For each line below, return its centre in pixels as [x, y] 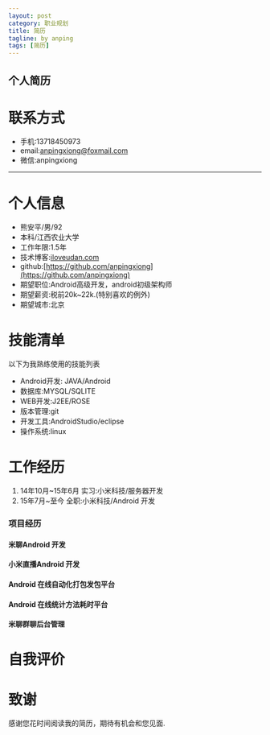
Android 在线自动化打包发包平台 [61, 584]
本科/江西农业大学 [49, 237]
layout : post [30, 16]
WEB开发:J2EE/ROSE [55, 401]
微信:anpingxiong [49, 160]
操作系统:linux [43, 432]
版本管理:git [39, 411]
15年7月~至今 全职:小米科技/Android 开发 [87, 501]
